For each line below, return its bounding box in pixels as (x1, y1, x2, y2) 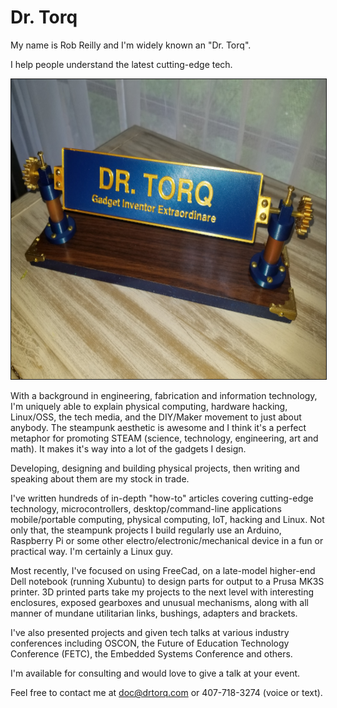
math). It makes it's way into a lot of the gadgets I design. (10, 442, 247, 455)
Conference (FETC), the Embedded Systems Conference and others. (10, 647, 293, 660)
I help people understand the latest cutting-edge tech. (10, 58, 233, 70)
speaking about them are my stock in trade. (10, 472, 190, 485)
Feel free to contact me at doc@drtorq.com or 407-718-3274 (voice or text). (10, 686, 323, 698)
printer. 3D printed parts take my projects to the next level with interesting (10, 586, 315, 598)
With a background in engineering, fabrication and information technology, (10, 389, 318, 401)
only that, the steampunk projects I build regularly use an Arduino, (10, 524, 282, 536)
